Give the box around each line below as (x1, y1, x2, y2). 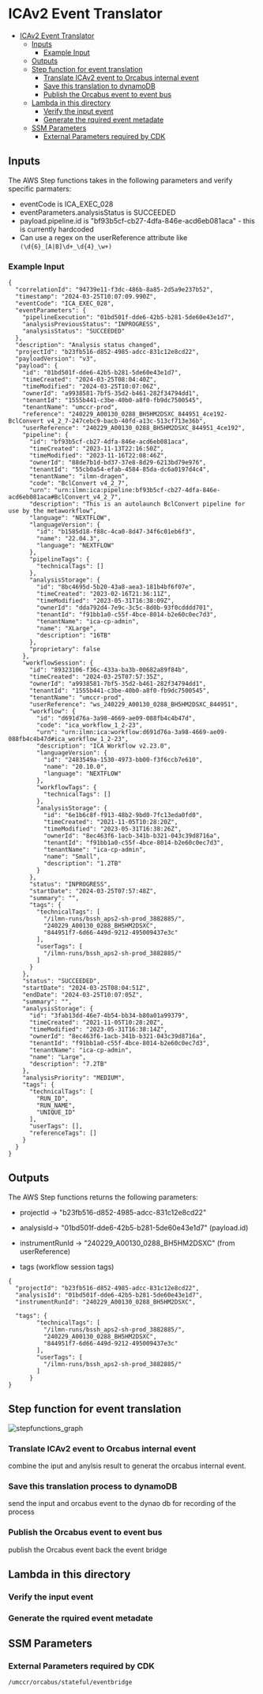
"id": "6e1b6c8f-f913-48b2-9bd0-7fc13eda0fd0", (43, 811, 203, 819)
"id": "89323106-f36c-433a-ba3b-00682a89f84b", (28, 666, 190, 674)
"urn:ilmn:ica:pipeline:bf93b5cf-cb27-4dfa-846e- (54, 487, 221, 495)
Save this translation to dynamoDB (43, 81, 156, 91)
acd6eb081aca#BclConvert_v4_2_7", (8, 493, 122, 502)
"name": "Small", (43, 853, 101, 861)
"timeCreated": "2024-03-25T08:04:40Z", (22, 376, 157, 384)
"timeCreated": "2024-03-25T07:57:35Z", (28, 673, 164, 681)
